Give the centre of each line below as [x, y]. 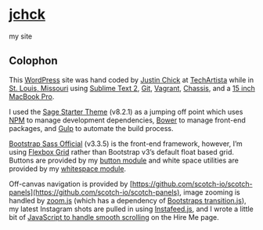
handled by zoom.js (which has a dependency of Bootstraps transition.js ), [128, 200]
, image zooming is [210, 192]
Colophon [33, 61]
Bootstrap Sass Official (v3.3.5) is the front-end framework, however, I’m [126, 144]
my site [21, 36]
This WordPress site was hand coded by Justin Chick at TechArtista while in [131, 79]
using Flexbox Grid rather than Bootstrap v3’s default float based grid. [121, 152]
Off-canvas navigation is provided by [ [70, 184]
